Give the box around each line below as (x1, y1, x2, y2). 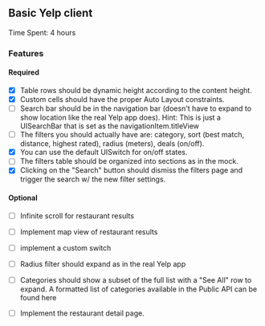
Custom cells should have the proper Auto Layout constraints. (19, 95, 225, 104)
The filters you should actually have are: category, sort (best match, (19, 130, 245, 140)
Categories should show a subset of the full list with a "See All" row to (19, 275, 252, 284)
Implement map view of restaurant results (19, 226, 158, 236)
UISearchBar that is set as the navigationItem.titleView (19, 121, 199, 131)
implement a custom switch (19, 242, 112, 252)
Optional (8, 193, 38, 202)
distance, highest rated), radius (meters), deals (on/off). (19, 139, 205, 149)
